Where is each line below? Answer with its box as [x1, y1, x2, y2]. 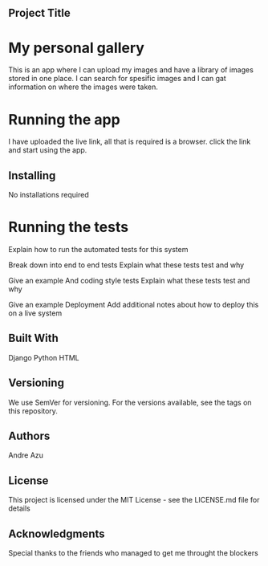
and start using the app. [8, 145, 87, 155]
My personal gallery [8, 39, 144, 57]
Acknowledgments [8, 527, 106, 540]
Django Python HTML [8, 352, 80, 362]
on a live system [8, 308, 63, 318]
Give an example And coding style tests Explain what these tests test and [8, 276, 250, 286]
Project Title [8, 6, 71, 20]
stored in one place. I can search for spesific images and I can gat [8, 74, 226, 83]
